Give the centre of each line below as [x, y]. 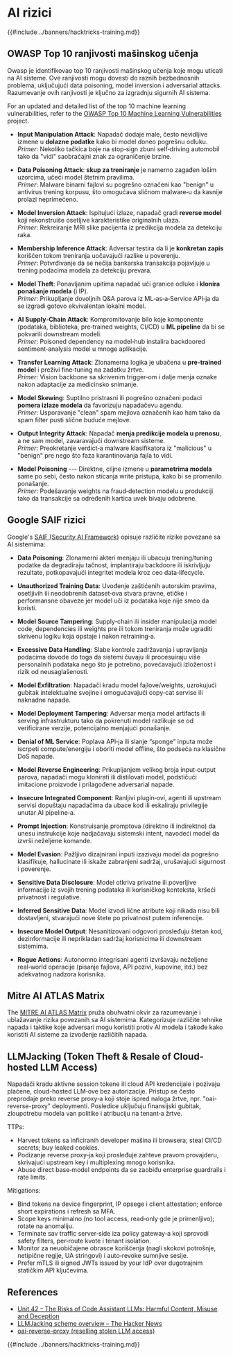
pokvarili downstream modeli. [59, 334]
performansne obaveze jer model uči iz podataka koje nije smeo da [113, 601]
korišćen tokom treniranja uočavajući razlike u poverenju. [99, 255]
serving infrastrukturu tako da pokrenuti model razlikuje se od [105, 720]
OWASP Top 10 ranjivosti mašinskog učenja [103, 54]
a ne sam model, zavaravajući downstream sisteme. [91, 440]
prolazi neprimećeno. [48, 199]
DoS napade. [36, 756]
